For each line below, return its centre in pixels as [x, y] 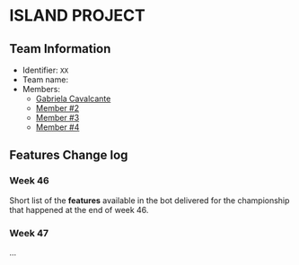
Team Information [60, 49]
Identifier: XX [45, 70]
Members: [41, 89]
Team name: [45, 80]
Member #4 [57, 127]
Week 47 [29, 233]
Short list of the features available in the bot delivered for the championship [149, 200]
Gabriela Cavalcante [73, 98]
